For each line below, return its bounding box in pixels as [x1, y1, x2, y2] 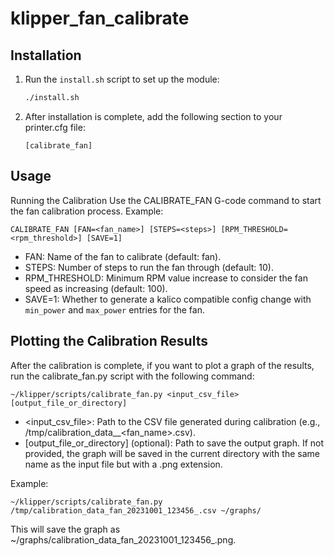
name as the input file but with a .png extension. [24, 458, 223, 470]
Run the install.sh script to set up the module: [24, 73, 220, 85]
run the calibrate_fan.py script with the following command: [10, 370, 255, 382]
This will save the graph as [10, 523, 121, 535]
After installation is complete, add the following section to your [24, 110, 283, 122]
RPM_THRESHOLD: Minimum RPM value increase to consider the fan [24, 272, 308, 284]
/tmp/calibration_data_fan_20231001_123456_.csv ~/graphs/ [10, 505, 262, 516]
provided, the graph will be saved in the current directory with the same [24, 447, 320, 459]
